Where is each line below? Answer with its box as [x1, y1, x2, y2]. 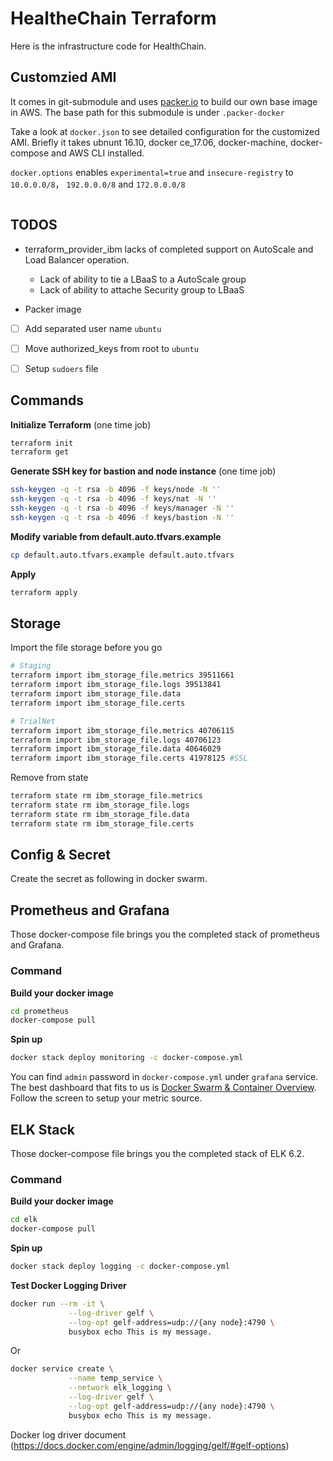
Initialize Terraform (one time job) [10, 418, 152, 431]
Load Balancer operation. [24, 253, 130, 266]
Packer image [24, 303, 82, 315]
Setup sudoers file [24, 362, 99, 374]
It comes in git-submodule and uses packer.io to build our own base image [10, 95, 318, 107]
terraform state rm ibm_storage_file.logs [10, 800, 190, 810]
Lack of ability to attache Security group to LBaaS [39, 283, 245, 296]
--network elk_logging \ [68, 1383, 172, 1393]
